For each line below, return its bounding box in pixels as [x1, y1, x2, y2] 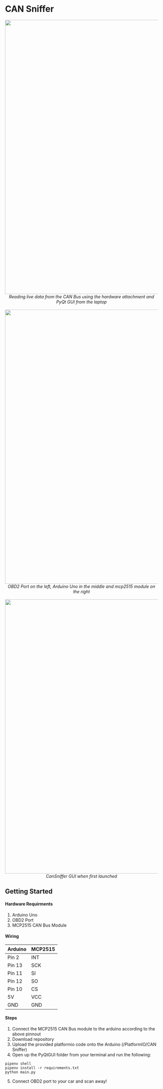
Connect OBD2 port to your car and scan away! [12, 1078, 107, 1084]
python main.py [5, 1070, 36, 1074]
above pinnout [12, 1031, 41, 1037]
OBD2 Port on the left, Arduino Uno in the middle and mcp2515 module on [8, 583, 155, 589]
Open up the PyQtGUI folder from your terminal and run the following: [12, 1051, 151, 1057]
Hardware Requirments [5, 901, 53, 907]
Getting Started [5, 887, 53, 895]
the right [73, 588, 90, 594]
